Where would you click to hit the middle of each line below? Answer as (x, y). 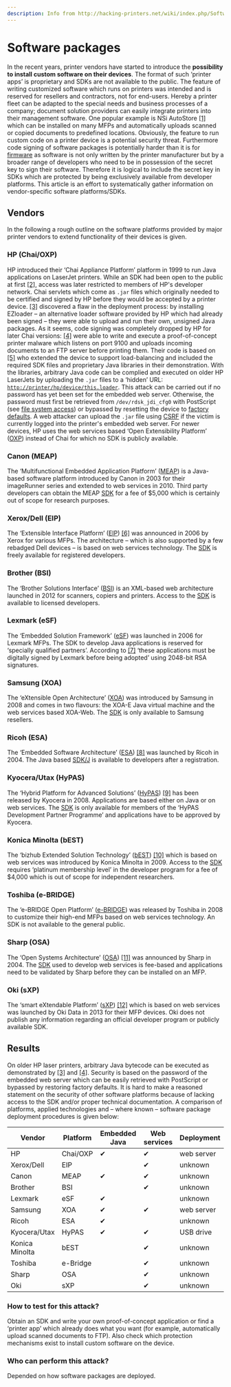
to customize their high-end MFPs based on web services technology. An (111, 917)
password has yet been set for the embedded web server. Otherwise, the (111, 394)
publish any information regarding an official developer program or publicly (113, 1019)
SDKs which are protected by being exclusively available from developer (110, 176)
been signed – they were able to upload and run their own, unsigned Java (111, 321)
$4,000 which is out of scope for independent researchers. (91, 877)
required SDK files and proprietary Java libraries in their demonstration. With (115, 365)
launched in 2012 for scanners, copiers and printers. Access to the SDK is (112, 595)
